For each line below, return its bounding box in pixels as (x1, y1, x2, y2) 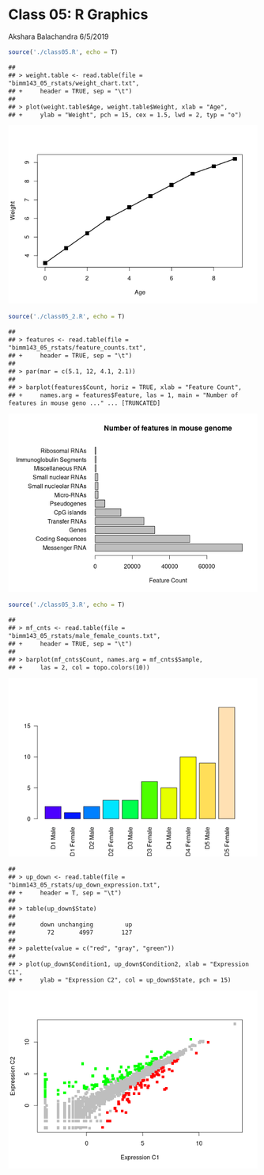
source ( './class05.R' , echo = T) (8, 48, 119, 56)
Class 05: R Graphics (8, 6, 149, 24)
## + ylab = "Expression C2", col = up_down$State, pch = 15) (8, 976, 232, 984)
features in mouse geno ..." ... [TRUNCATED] (8, 399, 160, 407)
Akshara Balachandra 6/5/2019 (8, 32, 109, 41)
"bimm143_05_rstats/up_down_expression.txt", (8, 881, 160, 889)
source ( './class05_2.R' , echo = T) (8, 312, 126, 320)
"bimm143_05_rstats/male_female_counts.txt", (8, 631, 160, 639)
